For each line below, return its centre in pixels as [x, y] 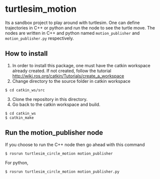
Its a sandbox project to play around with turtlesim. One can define [72, 23]
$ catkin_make [20, 118]
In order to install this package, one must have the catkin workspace [81, 65]
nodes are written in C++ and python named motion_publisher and [72, 33]
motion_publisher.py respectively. [40, 38]
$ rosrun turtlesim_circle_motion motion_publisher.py [62, 172]
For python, [17, 162]
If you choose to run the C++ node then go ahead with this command [75, 144]
